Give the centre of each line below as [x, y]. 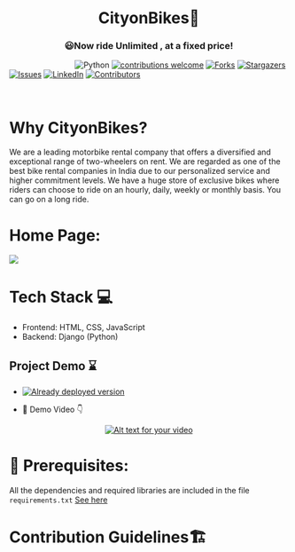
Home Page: [55, 235]
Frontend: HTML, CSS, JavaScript [84, 327]
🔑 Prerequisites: [69, 466]
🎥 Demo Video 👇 [53, 410]
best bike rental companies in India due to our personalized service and [140, 171]
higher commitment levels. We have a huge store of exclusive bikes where [144, 180]
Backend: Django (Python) [70, 337]
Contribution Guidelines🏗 [108, 537]
